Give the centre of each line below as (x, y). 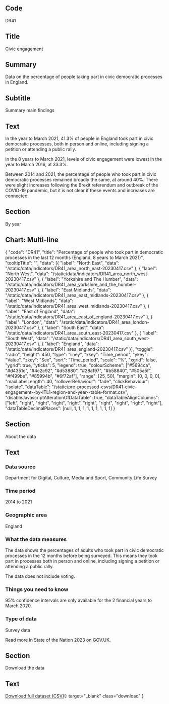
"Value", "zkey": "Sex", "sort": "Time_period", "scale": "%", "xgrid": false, (81, 360)
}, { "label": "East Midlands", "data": (74, 290)
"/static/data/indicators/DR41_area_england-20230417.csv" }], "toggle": (79, 349)
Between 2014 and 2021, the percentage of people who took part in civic (81, 174)
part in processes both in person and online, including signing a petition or (82, 561)
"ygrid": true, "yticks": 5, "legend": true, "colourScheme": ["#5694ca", (78, 365)
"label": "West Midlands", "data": (39, 301)
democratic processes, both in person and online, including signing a (77, 144)
